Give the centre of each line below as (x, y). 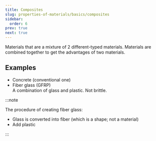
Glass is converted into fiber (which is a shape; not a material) (75, 119)
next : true (16, 33)
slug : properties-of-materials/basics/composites (57, 14)
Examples (21, 68)
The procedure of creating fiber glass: (44, 109)
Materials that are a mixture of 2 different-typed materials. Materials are (78, 47)
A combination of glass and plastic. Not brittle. (60, 90)
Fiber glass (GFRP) (31, 85)
